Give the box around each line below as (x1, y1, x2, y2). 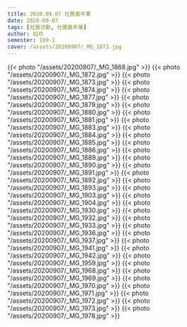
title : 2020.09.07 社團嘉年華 (7, 10, 91, 18)
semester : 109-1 (7, 37, 55, 44)
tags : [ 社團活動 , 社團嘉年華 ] (7, 23, 87, 31)
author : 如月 (7, 30, 44, 38)
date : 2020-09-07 (7, 17, 59, 24)
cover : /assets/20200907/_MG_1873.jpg (7, 43, 122, 50)
